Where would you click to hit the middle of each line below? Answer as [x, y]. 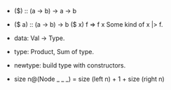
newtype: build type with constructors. [70, 65]
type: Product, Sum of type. [54, 52]
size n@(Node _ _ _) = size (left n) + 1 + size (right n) [89, 79]
